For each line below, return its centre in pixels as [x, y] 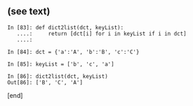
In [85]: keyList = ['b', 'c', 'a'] [61, 64]
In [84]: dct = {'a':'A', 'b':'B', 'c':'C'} [73, 52]
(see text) [29, 12]
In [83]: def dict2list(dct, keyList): [66, 27]
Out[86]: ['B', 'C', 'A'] [45, 82]
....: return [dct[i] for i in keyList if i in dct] [102, 33]
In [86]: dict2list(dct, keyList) [58, 76]
